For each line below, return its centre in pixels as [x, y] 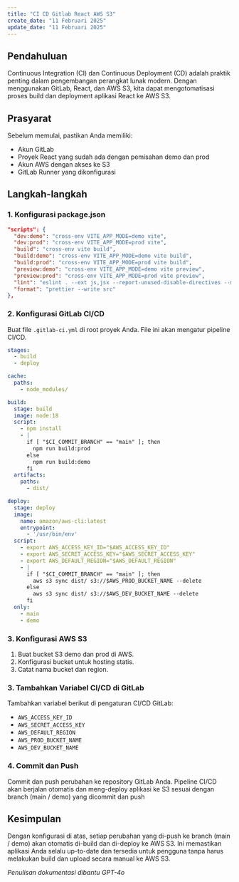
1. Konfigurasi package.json [57, 214]
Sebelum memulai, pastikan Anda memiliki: [70, 135]
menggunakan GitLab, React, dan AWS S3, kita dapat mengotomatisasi [111, 88]
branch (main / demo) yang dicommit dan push [76, 797]
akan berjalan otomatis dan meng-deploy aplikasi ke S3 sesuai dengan [111, 789]
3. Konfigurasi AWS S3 [47, 638]
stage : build [33, 409]
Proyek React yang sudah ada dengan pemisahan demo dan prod [113, 157]
